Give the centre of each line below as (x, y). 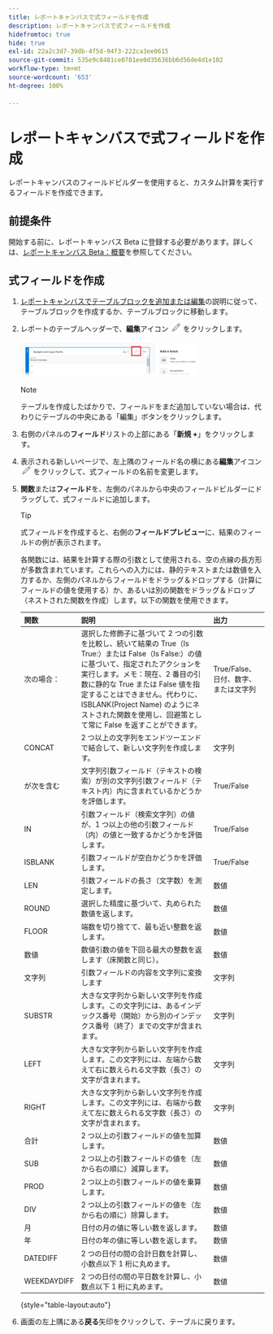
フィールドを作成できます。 (61, 193)
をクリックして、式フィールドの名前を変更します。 (118, 472)
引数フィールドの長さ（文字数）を (138, 881)
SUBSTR (38, 1015)
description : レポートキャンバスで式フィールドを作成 (89, 26)
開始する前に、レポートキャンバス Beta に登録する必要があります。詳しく (131, 242)
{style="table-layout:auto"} (65, 1305)
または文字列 (235, 689)
